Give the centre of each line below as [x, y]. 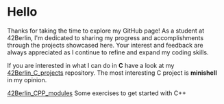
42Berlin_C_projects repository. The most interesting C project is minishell [112, 73]
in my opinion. [27, 80]
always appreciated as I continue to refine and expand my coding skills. [108, 52]
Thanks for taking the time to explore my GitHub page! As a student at [106, 31]
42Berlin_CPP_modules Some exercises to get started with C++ [97, 93]
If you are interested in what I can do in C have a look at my [91, 65]
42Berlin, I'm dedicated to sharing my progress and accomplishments [105, 37]
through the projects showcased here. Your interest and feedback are [105, 45]
